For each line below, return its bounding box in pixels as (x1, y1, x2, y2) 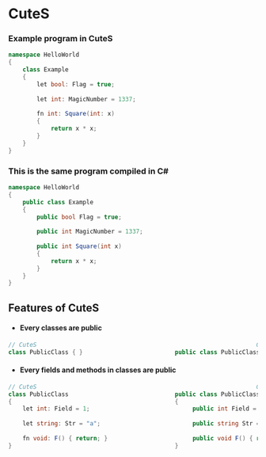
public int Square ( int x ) (36, 242, 123, 250)
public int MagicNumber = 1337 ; (36, 227, 144, 236)
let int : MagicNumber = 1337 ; (36, 95, 136, 103)
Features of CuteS (8, 301, 100, 314)
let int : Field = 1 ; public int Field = (22, 405, 257, 413)
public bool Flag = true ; (36, 213, 123, 221)
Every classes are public (19, 323, 103, 333)
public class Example (22, 198, 93, 206)
